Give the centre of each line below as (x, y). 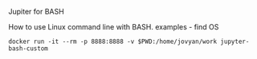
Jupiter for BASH (36, 12)
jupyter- (235, 41)
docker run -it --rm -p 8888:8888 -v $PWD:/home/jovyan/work (113, 41)
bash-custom (28, 49)
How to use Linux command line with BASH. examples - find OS (114, 27)
